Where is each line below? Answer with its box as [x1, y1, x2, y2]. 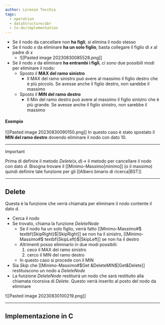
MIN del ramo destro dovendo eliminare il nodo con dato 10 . [5, 134, 127, 140]
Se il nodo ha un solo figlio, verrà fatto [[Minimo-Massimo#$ [19, 226, 142, 232]
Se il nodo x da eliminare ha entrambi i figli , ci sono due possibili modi [12, 60, 155, 66]
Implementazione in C [5, 312, 74, 320]
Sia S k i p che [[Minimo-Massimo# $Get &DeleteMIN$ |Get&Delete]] [12, 262, 145, 268]
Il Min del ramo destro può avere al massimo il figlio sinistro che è [27, 97, 160, 102]
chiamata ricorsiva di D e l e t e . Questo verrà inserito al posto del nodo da [12, 278, 156, 284]
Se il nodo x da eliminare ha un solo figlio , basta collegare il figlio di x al [12, 44, 158, 50]
